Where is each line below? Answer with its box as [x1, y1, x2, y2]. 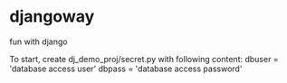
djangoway [9, 6, 95, 27]
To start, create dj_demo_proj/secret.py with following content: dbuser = [9, 53, 279, 64]
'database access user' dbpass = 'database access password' [9, 63, 243, 74]
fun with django [9, 36, 68, 47]
